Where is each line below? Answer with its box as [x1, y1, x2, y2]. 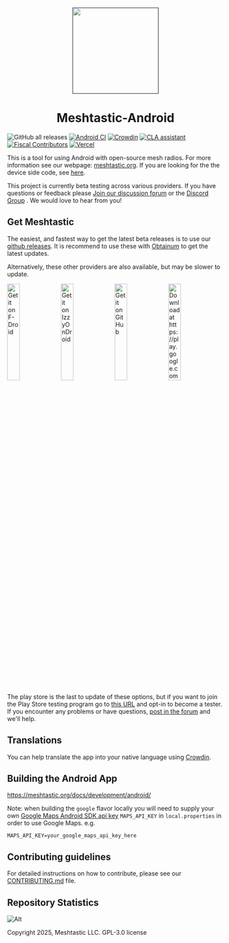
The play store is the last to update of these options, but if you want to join [7, 692, 218, 700]
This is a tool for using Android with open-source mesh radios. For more [7, 153, 211, 162]
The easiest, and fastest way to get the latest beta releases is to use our [7, 234, 211, 243]
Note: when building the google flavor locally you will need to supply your [7, 804, 215, 813]
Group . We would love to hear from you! [7, 196, 122, 204]
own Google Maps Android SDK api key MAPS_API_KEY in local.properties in [7, 811, 222, 820]
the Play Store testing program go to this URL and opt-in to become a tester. [7, 700, 223, 708]
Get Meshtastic [7, 216, 74, 228]
